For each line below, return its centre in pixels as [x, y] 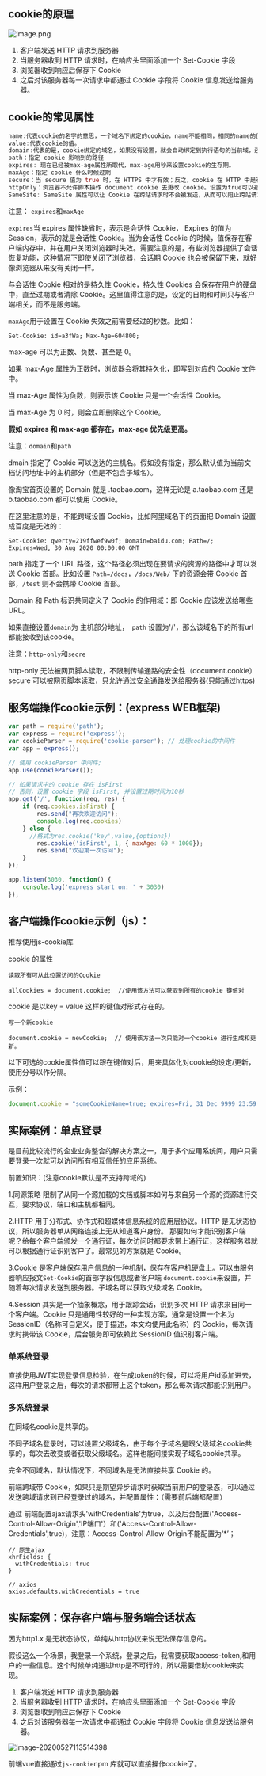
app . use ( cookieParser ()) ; [51, 770]
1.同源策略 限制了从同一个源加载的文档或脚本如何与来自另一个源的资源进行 [129, 1195]
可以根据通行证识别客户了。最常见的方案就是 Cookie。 [97, 1251]
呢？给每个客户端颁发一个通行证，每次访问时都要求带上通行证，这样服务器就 [133, 1241]
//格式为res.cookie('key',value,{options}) [100, 836]
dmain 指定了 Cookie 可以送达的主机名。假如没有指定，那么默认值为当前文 [130, 463]
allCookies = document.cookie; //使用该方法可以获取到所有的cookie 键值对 [126, 990]
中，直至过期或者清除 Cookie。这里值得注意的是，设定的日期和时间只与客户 [132, 294]
